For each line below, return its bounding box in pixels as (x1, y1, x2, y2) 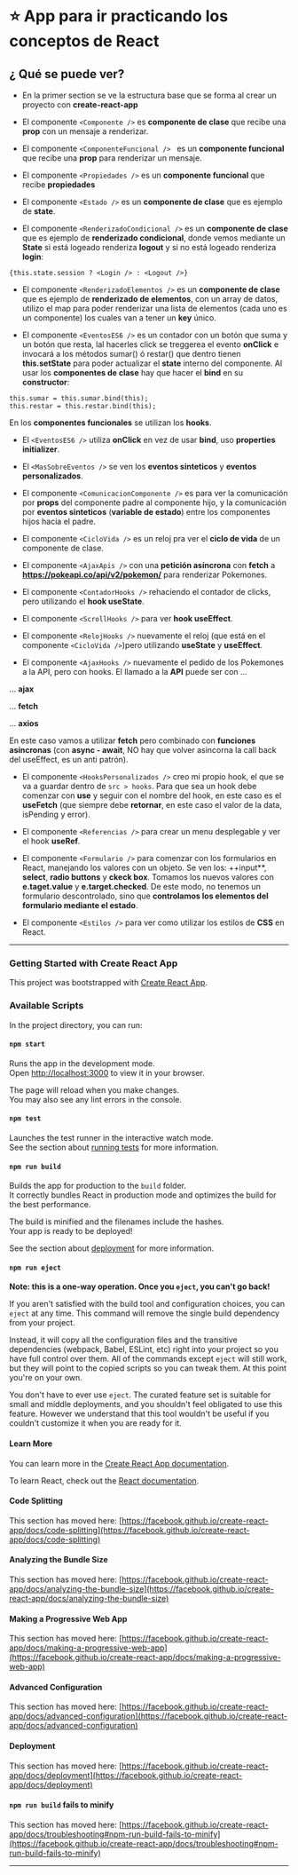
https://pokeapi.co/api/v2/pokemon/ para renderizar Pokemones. (21, 569, 268, 580)
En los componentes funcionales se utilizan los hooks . (9, 417, 212, 428)
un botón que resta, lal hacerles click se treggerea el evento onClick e (21, 339, 279, 350)
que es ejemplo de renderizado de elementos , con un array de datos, (21, 294, 278, 304)
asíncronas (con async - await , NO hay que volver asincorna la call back (9, 745, 277, 755)
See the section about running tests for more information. (9, 1142, 219, 1152)
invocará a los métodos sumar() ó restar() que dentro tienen (21, 349, 241, 359)
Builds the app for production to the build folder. (9, 1181, 187, 1191)
